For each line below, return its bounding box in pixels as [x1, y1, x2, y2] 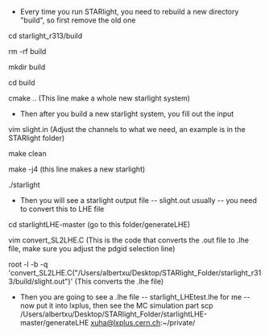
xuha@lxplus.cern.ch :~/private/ [90, 318, 196, 327]
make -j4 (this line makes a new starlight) [8, 164, 146, 174]
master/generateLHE [19, 318, 89, 327]
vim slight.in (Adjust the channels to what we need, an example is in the [8, 125, 246, 134]
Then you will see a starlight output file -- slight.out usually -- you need [19, 196, 258, 205]
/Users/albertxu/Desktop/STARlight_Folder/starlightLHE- [19, 309, 208, 319]
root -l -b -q [8, 259, 48, 269]
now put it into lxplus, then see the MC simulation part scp [19, 301, 213, 310]
